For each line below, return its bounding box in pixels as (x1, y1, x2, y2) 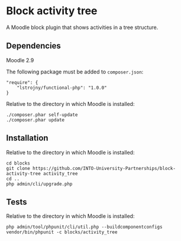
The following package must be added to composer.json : (6, 68, 144, 75)
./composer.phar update (6, 117, 65, 123)
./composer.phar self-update (6, 111, 78, 118)
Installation (6, 133, 49, 143)
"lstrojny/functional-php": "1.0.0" (17, 85, 108, 91)
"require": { (6, 79, 38, 85)
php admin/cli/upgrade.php (6, 181, 73, 187)
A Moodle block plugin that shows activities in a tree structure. (6, 24, 159, 31)
